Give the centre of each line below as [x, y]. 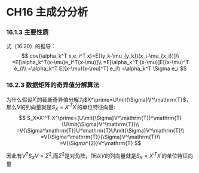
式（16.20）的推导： [31, 46]
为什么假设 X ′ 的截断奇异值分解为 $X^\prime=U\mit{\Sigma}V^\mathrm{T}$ [96, 99]
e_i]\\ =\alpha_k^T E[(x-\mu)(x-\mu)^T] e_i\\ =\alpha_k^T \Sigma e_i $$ [100, 68]
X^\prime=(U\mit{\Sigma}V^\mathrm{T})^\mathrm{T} [117, 118]
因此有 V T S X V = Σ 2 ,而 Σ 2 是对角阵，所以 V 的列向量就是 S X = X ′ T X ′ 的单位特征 [97, 156]
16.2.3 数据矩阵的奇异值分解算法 [53, 85]
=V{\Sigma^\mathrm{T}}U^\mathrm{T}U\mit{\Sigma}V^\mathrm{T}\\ [100, 130]
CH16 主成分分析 [47, 12]
